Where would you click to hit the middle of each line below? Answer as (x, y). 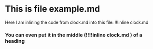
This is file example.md (53, 9)
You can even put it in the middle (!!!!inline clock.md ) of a (74, 35)
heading (15, 41)
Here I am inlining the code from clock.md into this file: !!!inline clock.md (77, 22)
